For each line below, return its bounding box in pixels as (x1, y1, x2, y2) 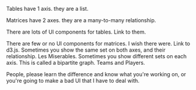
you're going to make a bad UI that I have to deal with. (6, 77, 140, 84)
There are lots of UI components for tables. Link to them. (6, 28, 146, 35)
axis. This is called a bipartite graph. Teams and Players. (6, 59, 146, 66)
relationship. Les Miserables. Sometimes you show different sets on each (6, 53, 187, 59)
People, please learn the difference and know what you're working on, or (6, 71, 186, 77)
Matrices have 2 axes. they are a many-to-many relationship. (6, 17, 156, 23)
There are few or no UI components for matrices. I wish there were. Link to (6, 40, 191, 47)
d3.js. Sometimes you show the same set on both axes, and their (6, 46, 166, 53)
